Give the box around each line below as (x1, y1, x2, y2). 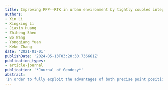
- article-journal (5, 63, 43, 68)
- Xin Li (5, 16, 23, 21)
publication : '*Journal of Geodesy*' (5, 68, 84, 73)
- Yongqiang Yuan (5, 40, 41, 45)
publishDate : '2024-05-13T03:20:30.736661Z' (5, 53, 99, 59)
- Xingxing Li (5, 21, 35, 26)
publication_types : (5, 58, 46, 63)
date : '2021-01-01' (5, 49, 46, 54)
